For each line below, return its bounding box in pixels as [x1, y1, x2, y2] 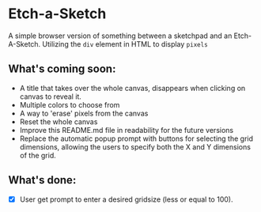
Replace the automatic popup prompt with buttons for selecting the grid [19, 134, 254, 143]
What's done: [8, 173, 77, 187]
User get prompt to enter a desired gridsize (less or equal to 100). [19, 195, 233, 204]
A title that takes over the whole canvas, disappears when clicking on [19, 83, 246, 93]
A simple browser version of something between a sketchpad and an [8, 31, 233, 40]
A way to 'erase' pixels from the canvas [19, 108, 149, 118]
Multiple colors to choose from [19, 100, 120, 109]
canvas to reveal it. [19, 92, 81, 101]
